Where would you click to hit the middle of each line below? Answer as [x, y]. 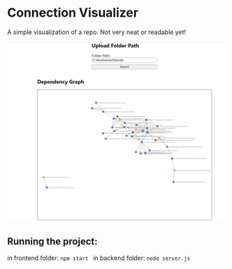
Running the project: [52, 241]
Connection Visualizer [73, 13]
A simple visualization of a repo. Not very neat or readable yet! [97, 32]
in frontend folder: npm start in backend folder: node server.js [99, 258]
